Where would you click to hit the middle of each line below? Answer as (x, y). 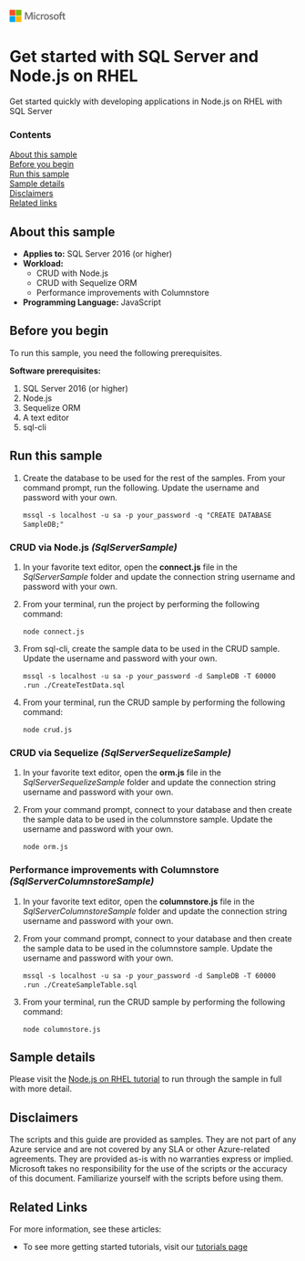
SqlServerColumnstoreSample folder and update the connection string (155, 911)
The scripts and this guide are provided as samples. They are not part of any (153, 1140)
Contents (30, 134)
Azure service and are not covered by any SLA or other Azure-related (140, 1150)
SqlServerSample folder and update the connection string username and (159, 576)
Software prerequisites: (56, 371)
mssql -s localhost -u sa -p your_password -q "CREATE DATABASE (147, 515)
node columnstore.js (61, 1029)
